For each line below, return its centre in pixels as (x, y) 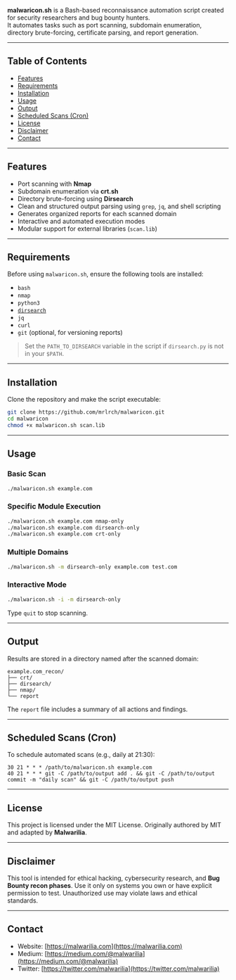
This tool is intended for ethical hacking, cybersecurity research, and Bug (113, 878)
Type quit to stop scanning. (48, 613)
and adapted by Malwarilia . (47, 832)
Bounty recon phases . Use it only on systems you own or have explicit (110, 885)
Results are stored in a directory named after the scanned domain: (103, 658)
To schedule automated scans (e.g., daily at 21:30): (81, 755)
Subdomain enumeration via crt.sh (68, 191)
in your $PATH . (44, 354)
